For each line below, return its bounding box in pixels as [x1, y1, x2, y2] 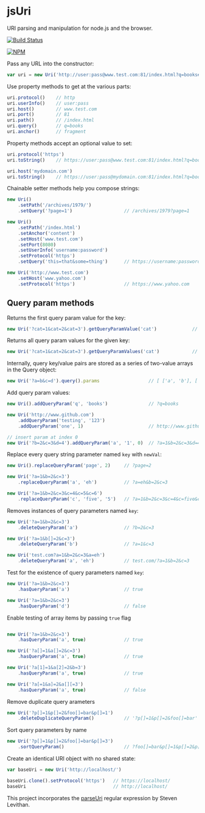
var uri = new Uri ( [7, 71, 57, 77]
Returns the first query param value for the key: [7, 314, 126, 321]
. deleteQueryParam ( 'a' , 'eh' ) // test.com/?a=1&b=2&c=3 [18, 558, 190, 564]
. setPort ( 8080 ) [18, 242, 57, 248]
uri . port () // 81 [7, 112, 70, 118]
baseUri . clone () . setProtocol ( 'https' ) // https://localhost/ [7, 778, 171, 784]
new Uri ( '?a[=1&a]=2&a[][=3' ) [7, 681, 84, 687]
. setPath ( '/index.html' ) [18, 224, 81, 231]
